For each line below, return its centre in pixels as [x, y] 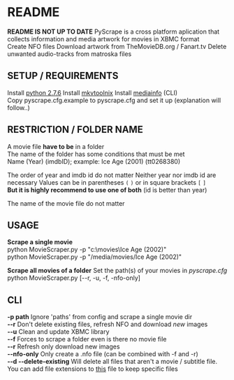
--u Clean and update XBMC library [58, 332]
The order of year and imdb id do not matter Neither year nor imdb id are [112, 175]
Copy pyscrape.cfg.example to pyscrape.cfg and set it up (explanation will [114, 100]
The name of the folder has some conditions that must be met [96, 154]
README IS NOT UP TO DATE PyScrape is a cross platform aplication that [114, 31]
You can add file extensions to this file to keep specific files [93, 369]
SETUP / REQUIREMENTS [63, 76]
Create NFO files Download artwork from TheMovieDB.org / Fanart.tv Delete [117, 46]
